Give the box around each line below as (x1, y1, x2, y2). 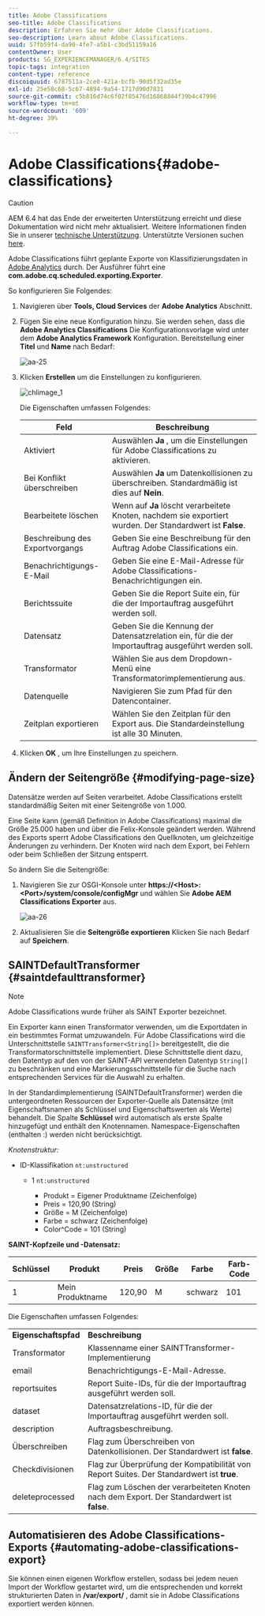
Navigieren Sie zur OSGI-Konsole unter (19, 879, 147, 889)
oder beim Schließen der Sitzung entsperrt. (8, 849, 149, 859)
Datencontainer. (111, 696, 172, 707)
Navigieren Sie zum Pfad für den (111, 685, 233, 696)
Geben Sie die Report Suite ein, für (111, 587, 241, 598)
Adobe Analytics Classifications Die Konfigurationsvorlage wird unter (19, 324, 249, 334)
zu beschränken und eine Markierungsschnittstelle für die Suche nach (8, 1064, 237, 1074)
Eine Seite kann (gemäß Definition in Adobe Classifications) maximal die (8, 815, 242, 825)
